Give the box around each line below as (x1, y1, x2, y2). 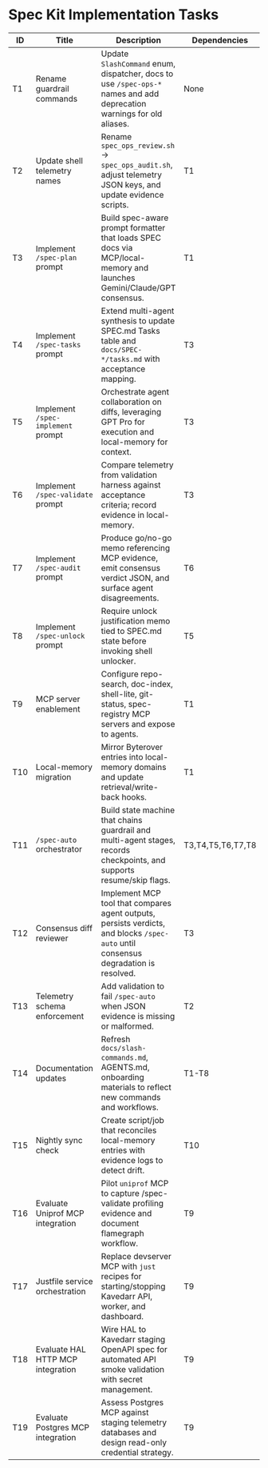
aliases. (100, 118, 130, 129)
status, (100, 698, 127, 709)
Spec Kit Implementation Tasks (8, 6, 219, 24)
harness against (100, 479, 161, 490)
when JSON (100, 1001, 146, 1012)
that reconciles (100, 1125, 157, 1136)
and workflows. (100, 1101, 159, 1113)
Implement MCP (100, 887, 162, 898)
